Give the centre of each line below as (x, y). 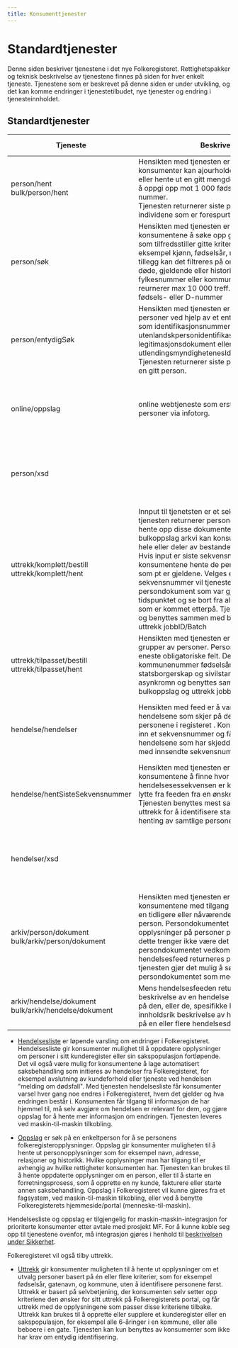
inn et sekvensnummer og (181, 734)
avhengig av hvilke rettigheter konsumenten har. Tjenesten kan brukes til (124, 1168)
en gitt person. (162, 371)
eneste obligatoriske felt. (179, 656)
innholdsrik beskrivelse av (181, 1015)
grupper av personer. (173, 647)
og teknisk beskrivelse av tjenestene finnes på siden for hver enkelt (106, 76)
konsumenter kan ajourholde (186, 171)
